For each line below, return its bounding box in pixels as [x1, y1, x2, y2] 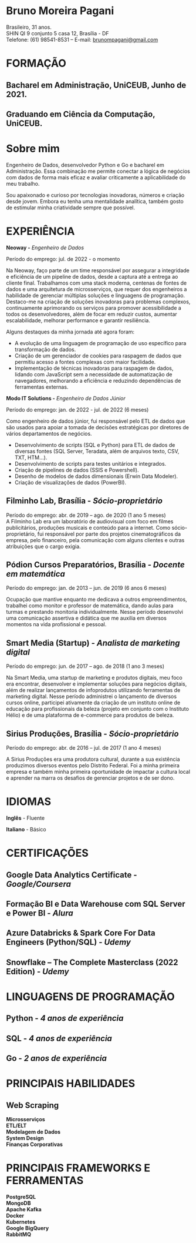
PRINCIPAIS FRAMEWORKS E [6, 1161, 151, 1175]
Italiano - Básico [6, 826, 46, 833]
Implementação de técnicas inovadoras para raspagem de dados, [14, 365, 174, 372]
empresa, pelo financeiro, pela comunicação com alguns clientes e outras [6, 536, 185, 543]
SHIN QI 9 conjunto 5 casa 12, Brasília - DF [6, 29, 110, 36]
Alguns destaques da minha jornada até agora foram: [6, 328, 135, 335]
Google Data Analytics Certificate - [6, 870, 137, 880]
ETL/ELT [6, 1122, 27, 1130]
